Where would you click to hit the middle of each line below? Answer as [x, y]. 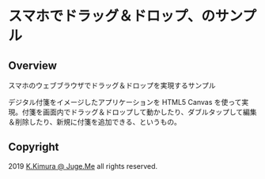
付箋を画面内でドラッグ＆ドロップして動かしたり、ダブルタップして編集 [139, 112]
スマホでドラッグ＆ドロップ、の [112, 16]
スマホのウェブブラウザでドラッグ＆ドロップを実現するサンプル [112, 85]
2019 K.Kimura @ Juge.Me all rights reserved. [83, 166]
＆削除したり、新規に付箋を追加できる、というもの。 [95, 122]
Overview [33, 65]
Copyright [34, 147]
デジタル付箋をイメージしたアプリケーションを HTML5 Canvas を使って [125, 102]
